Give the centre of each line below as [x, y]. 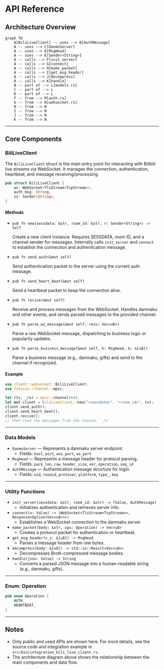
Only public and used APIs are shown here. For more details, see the [81, 641]
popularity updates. [32, 339]
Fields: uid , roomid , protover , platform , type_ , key [69, 474]
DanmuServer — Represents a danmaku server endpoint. [68, 448]
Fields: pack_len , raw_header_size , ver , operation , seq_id [76, 464]
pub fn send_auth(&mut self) [42, 257]
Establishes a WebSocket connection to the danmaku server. [80, 522]
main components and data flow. [45, 662]
